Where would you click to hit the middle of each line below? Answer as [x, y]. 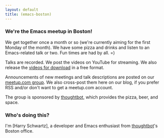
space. [12, 102]
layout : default [22, 10]
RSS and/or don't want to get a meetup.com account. [59, 87]
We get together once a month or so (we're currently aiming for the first [78, 42]
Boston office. [19, 131]
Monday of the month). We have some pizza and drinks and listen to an [77, 47]
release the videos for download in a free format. [55, 68]
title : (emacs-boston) [28, 14]
